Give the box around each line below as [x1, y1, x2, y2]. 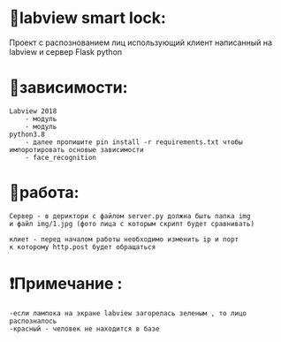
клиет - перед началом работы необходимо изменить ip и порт [9, 234, 239, 244]
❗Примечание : [9, 274, 123, 293]
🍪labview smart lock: [9, 8, 166, 28]
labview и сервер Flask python [9, 46, 123, 57]
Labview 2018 [9, 106, 57, 116]
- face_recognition [25, 153, 97, 162]
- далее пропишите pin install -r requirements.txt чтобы [25, 137, 243, 147]
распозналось [9, 316, 57, 325]
